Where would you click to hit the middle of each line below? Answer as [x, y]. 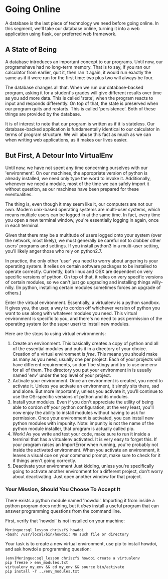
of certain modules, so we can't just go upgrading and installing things [78, 282]
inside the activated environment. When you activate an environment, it [86, 450]
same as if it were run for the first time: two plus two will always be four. [79, 78]
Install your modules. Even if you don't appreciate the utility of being [83, 402]
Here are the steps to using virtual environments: [56, 333]
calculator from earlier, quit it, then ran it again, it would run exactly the [78, 72]
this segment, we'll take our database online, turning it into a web [72, 28]
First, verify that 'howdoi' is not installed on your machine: [65, 521]
